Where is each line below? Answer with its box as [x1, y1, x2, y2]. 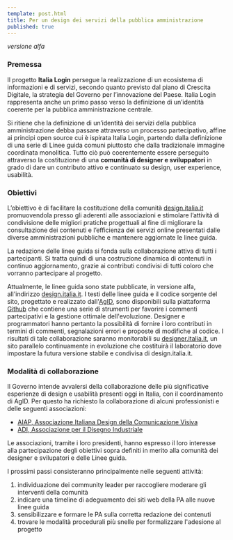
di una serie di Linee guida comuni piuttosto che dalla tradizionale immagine [7, 141, 225, 149]
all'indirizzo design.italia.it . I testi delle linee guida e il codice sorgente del [7, 290, 218, 298]
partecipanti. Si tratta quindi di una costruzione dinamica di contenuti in [7, 254, 212, 262]
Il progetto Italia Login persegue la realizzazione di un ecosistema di [7, 75, 204, 84]
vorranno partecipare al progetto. [7, 269, 103, 277]
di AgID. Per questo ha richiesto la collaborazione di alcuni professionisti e [7, 397, 220, 406]
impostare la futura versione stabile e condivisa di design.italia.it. [7, 349, 193, 357]
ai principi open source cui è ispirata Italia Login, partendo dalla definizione [7, 133, 223, 141]
